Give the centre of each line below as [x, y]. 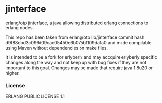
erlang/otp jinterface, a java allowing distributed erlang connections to [77, 23]
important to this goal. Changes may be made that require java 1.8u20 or [79, 68]
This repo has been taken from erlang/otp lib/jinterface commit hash [75, 37]
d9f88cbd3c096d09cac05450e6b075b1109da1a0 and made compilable [79, 42]
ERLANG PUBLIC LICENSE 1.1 [35, 96]
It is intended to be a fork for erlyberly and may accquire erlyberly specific [81, 57]
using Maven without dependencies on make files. [57, 48]
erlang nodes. [20, 27]
